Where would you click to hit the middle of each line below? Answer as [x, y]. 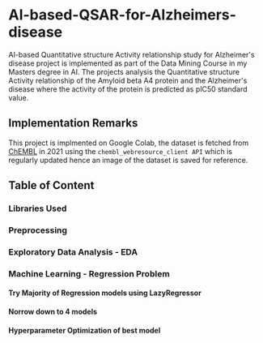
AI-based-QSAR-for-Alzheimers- [123, 15]
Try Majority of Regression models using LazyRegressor [105, 293]
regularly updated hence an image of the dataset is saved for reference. [128, 160]
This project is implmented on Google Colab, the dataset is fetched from [129, 143]
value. [19, 97]
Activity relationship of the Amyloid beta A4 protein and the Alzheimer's [128, 80]
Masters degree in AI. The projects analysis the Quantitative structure [124, 71]
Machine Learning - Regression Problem [89, 273]
